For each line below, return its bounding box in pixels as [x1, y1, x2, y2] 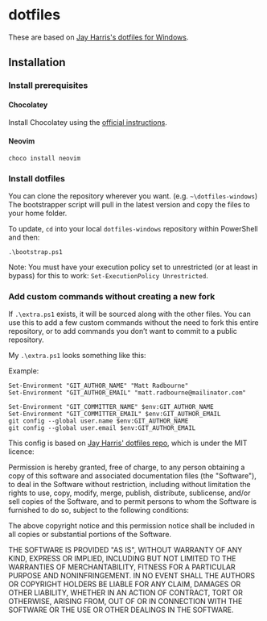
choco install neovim [8, 154, 81, 162]
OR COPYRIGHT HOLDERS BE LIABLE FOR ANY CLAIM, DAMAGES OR [8, 579, 241, 590]
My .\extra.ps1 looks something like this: [8, 351, 146, 361]
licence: [8, 447, 35, 456]
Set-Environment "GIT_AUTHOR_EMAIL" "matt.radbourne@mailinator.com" [8, 389, 247, 397]
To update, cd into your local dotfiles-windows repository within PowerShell [8, 223, 259, 233]
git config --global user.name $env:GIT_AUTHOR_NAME [8, 417, 189, 425]
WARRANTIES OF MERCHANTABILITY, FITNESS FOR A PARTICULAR [8, 562, 236, 572]
